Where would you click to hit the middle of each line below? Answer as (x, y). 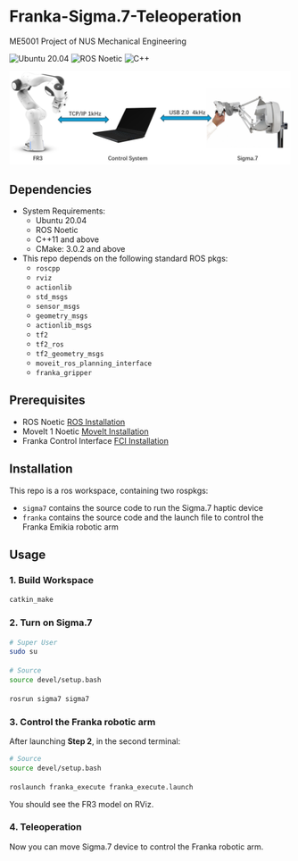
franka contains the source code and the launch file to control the (143, 517)
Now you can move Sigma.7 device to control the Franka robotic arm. (137, 847)
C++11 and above (67, 239)
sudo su (24, 652)
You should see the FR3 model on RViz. (82, 804)
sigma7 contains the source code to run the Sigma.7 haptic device (142, 507)
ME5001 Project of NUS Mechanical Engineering (98, 41)
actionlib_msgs (63, 326)
